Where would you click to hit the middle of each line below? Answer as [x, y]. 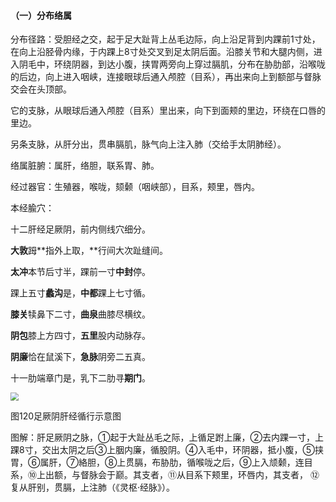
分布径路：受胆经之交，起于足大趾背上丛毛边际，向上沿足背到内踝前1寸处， [165, 39]
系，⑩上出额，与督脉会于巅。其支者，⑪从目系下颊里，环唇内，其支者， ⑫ [165, 474]
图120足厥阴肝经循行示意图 [66, 416]
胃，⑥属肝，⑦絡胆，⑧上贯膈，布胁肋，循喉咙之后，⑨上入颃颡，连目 [161, 462]
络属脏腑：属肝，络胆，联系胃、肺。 [85, 166]
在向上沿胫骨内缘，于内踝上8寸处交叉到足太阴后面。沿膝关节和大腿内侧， [162, 52]
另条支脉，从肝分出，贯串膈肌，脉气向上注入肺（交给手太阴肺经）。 [148, 144]
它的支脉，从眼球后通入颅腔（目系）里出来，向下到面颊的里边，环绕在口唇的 [168, 111]
